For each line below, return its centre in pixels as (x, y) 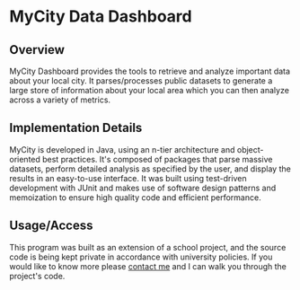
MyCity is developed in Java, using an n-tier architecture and (122, 149)
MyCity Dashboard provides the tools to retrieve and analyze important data (150, 71)
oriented (25, 159)
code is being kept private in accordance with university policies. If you (141, 257)
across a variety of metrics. (60, 100)
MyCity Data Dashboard (101, 17)
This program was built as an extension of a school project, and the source (148, 247)
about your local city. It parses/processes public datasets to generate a (141, 81)
